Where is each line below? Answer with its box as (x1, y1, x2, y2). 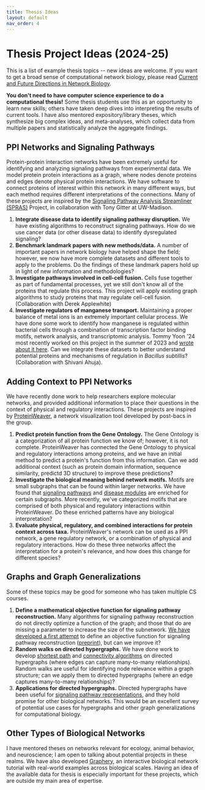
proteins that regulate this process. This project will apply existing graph (15, 287, 198, 294)
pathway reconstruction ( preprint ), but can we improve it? (15, 639, 161, 646)
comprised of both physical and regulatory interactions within (15, 502, 171, 509)
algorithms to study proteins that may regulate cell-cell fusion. (15, 294, 173, 301)
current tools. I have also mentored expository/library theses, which (6, 111, 177, 119)
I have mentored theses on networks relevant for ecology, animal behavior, (6, 744, 195, 751)
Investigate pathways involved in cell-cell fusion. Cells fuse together (15, 274, 193, 281)
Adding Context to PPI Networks (6, 376, 133, 387)
